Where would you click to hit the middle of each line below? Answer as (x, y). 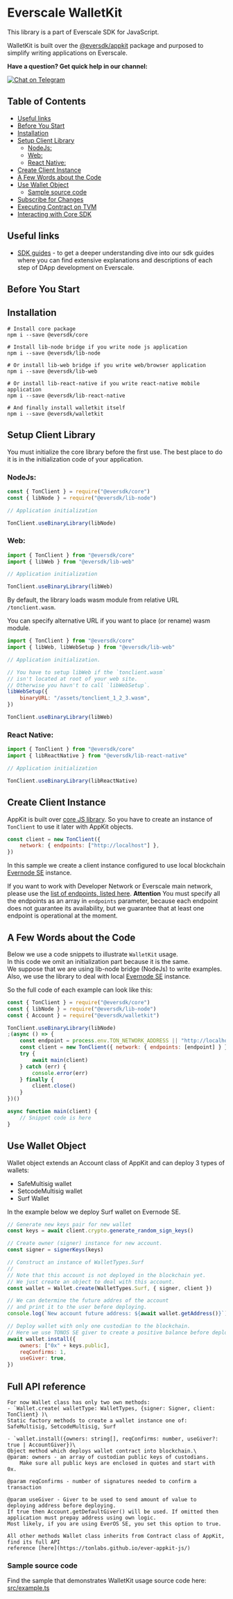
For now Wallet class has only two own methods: (79, 1402)
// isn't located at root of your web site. (72, 679)
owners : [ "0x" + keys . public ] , (65, 1345)
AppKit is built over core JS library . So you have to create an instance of (110, 819)
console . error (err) (60, 1073)
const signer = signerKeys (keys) (55, 1250)
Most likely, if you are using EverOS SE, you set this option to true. (114, 1524)
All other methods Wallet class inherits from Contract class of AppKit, (116, 1536)
